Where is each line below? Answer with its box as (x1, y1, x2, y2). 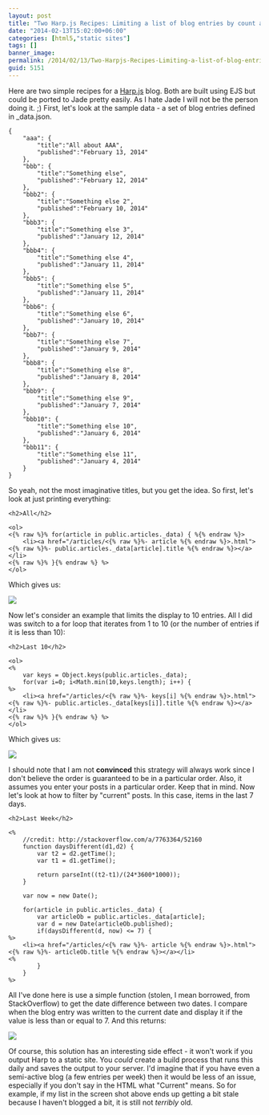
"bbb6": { (22, 303, 56, 311)
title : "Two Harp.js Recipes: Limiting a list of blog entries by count (8, 19, 256, 27)
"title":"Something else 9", (37, 394, 134, 402)
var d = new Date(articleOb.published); (37, 920, 174, 928)
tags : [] (8, 42, 38, 50)
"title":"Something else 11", (37, 450, 138, 458)
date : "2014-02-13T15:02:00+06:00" (8, 26, 127, 35)
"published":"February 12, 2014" (37, 176, 149, 185)
